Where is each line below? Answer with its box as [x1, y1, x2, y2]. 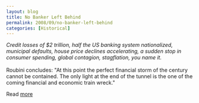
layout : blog [6, 8, 39, 15]
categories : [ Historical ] [6, 25, 70, 31]
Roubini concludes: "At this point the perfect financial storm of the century [6, 66, 188, 74]
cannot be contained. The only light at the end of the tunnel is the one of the [6, 73, 193, 80]
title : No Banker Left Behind [6, 14, 81, 20]
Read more [6, 91, 33, 98]
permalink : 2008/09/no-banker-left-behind [6, 20, 113, 25]
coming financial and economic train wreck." [6, 79, 115, 86]
